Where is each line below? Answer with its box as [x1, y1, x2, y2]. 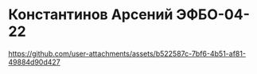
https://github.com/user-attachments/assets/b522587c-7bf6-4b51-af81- [8, 49, 247, 58]
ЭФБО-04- [176, 6, 251, 24]
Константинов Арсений [8, 6, 173, 24]
